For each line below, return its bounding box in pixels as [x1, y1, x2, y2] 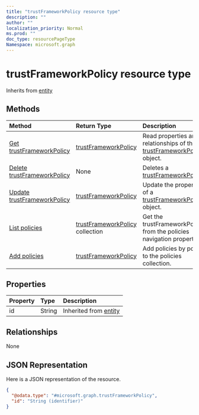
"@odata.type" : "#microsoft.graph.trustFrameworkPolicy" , [11, 392, 158, 398]
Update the [142, 180, 174, 189]
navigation [142, 235, 172, 243]
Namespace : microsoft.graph [6, 42, 76, 48]
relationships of [142, 139, 186, 147]
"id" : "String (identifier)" [11, 398, 84, 404]
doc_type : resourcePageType [6, 36, 76, 42]
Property [9, 297, 35, 305]
